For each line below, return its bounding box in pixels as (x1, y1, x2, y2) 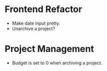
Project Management (5, 43, 94, 55)
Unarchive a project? (12, 25, 55, 31)
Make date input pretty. (12, 20, 61, 26)
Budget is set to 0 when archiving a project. (12, 59, 102, 66)
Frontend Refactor (5, 4, 82, 15)
